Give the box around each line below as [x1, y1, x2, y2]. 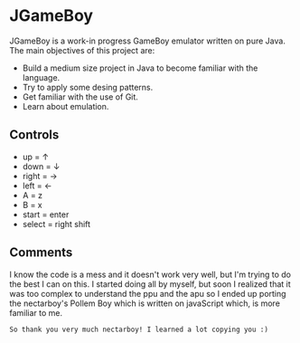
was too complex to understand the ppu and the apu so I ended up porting [9, 288, 286, 299]
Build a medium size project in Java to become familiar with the [22, 62, 258, 73]
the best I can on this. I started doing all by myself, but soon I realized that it [9, 278, 291, 290]
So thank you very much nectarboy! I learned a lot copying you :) [9, 325, 269, 334]
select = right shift [22, 218, 91, 229]
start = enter [22, 209, 70, 220]
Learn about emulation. [22, 100, 109, 111]
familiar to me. [9, 307, 63, 318]
